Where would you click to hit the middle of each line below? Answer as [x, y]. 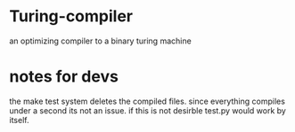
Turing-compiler [71, 16]
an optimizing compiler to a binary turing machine [100, 41]
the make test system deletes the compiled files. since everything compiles [147, 101]
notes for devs [64, 77]
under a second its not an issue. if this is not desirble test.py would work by [148, 110]
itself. [19, 120]
